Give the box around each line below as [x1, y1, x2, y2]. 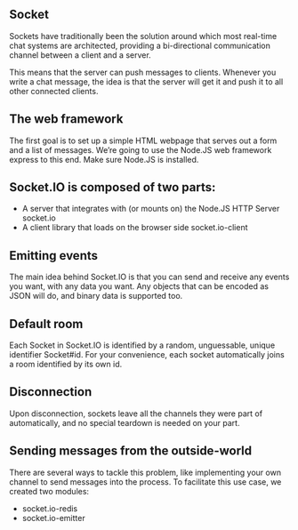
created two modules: [9, 486, 90, 496]
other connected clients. [9, 85, 99, 96]
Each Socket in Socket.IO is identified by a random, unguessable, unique [9, 340, 276, 350]
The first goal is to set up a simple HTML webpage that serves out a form [9, 135, 278, 146]
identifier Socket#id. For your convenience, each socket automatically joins [9, 349, 285, 360]
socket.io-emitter [21, 512, 86, 523]
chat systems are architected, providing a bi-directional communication [9, 40, 271, 51]
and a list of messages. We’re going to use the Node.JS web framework [9, 144, 272, 155]
